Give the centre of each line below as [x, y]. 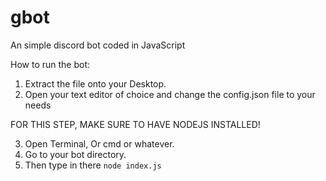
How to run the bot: [50, 64]
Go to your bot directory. [75, 154]
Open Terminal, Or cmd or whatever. [99, 143]
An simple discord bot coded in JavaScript [98, 45]
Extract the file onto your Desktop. [95, 83]
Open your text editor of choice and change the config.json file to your [170, 94]
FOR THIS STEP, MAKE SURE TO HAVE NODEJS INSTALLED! [135, 124]
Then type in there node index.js [93, 165]
